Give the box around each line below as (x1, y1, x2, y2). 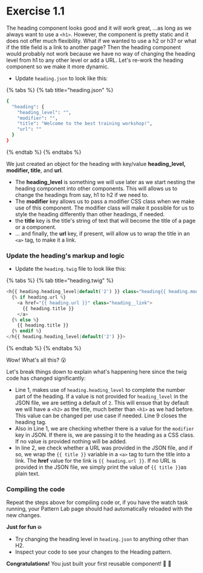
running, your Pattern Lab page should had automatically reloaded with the (6, 505, 193, 512)
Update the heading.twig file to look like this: (14, 265, 127, 273)
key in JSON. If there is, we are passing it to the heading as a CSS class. (14, 431, 195, 439)
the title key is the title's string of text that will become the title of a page (14, 217, 196, 224)
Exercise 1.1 (6, 4, 65, 18)
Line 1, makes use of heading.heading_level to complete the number (14, 386, 185, 394)
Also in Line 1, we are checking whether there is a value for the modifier (14, 425, 195, 432)
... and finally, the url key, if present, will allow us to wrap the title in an (14, 230, 190, 237)
